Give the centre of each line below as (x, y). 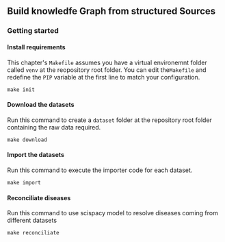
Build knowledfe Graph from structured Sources (111, 11)
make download (27, 140)
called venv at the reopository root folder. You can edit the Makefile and (107, 70)
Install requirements (37, 47)
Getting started (33, 31)
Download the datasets (41, 105)
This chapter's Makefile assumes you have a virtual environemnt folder (107, 62)
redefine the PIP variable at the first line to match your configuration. (104, 77)
